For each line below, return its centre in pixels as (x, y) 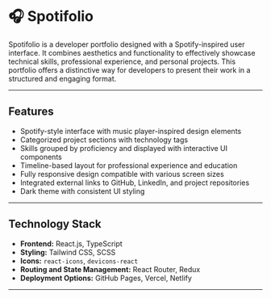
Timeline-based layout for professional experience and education (129, 165)
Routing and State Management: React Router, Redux (110, 269)
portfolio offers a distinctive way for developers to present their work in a (129, 69)
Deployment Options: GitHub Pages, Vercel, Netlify (106, 278)
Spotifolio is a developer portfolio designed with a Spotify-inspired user (127, 44)
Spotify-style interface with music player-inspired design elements (131, 131)
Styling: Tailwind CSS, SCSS (68, 252)
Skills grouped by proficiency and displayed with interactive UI (124, 148)
